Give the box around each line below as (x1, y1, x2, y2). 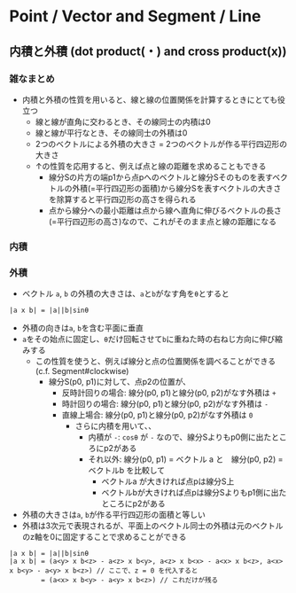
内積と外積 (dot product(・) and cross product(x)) (9, 43, 287, 59)
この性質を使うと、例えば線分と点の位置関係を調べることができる (35, 356, 277, 367)
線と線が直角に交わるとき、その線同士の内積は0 (35, 116, 211, 127)
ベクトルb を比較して (88, 465, 166, 476)
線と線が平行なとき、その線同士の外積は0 (35, 127, 188, 138)
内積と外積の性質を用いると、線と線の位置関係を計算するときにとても (21, 94, 278, 105)
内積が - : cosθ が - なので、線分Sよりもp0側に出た (88, 432, 272, 442)
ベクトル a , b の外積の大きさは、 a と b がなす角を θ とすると (21, 288, 230, 299)
